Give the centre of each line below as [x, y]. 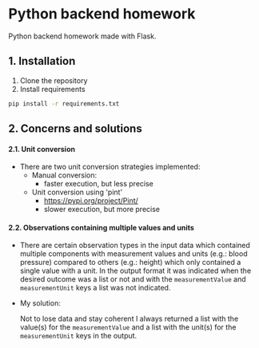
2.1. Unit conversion [42, 149]
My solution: [40, 303]
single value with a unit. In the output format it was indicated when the [135, 271]
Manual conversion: [64, 175]
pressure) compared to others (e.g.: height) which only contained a [130, 262]
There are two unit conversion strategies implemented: [110, 167]
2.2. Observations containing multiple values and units [101, 227]
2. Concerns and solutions [75, 129]
